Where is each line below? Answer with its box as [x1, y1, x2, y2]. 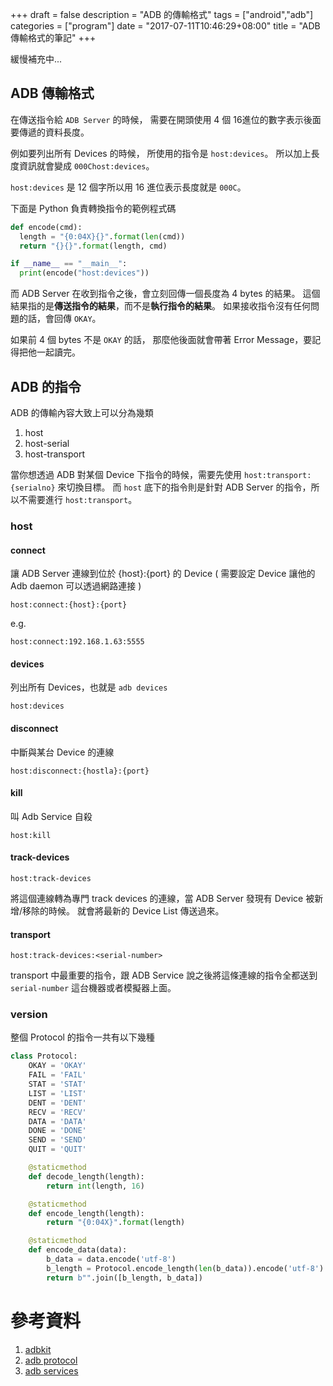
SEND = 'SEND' [28, 1135, 87, 1145]
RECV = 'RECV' [28, 1107, 87, 1117]
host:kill [10, 830, 52, 840]
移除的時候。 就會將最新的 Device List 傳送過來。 [22, 904, 225, 917]
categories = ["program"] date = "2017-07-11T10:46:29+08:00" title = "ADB [10, 20, 321, 32]
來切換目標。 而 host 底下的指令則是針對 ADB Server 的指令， [57, 481, 312, 493]
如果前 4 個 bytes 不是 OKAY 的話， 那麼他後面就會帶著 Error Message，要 [10, 334, 313, 346]
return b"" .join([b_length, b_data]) [46, 1273, 203, 1283]
